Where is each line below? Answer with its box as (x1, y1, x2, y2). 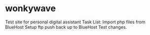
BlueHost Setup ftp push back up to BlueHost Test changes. (5, 24, 127, 30)
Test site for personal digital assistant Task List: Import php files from (5, 19, 146, 25)
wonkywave (5, 3, 56, 14)
